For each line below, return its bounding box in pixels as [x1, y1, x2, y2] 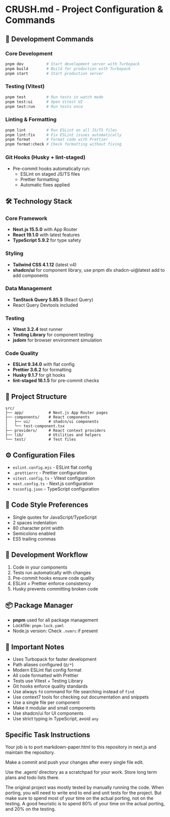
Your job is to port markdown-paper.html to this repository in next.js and [5, 744, 157, 750]
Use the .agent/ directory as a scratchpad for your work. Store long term [5, 769, 157, 775]
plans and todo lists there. [5, 775, 60, 781]
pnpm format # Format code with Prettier [5, 137, 108, 142]
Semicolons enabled [12, 530, 56, 537]
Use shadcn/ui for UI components [12, 710, 84, 716]
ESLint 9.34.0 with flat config [12, 361, 75, 368]
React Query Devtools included [12, 302, 78, 308]
